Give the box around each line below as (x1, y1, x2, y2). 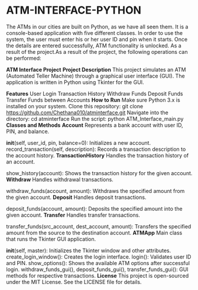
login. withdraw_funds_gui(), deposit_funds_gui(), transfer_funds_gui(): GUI (6, 266, 189, 273)
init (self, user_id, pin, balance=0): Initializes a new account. (6, 139, 151, 146)
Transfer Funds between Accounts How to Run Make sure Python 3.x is (6, 96, 180, 104)
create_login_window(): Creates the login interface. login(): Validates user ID (6, 253, 191, 260)
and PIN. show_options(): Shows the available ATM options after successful (6, 259, 190, 266)
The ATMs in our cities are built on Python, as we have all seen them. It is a (6, 23, 189, 30)
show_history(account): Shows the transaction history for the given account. (6, 169, 193, 176)
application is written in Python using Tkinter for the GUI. (6, 78, 144, 86)
